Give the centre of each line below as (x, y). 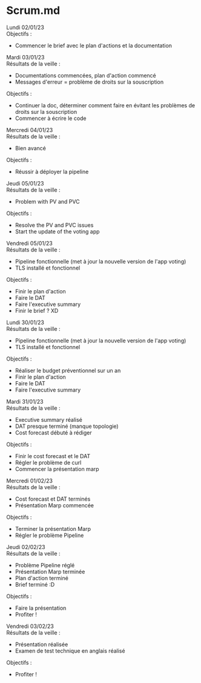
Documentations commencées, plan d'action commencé (85, 75)
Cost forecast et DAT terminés (53, 499)
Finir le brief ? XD (37, 310)
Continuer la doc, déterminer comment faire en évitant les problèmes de (105, 105)
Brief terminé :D (35, 584)
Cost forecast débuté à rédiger (53, 432)
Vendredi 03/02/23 (30, 626)
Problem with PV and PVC (47, 201)
